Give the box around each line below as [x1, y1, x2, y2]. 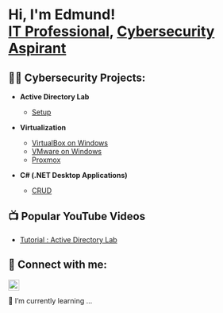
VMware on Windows [31, 147, 102, 156]
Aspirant [8, 40, 67, 57]
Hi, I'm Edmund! [8, 6, 116, 24]
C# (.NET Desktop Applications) [19, 171, 129, 180]
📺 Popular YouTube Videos [8, 210, 145, 223]
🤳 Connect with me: [8, 258, 107, 272]
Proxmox [31, 155, 61, 164]
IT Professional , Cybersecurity [8, 22, 215, 41]
